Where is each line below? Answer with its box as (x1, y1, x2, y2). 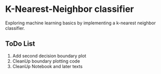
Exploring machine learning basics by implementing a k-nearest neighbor (5, 20, 156, 26)
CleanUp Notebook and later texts (12, 63, 83, 69)
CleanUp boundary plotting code (12, 58, 80, 64)
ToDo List (5, 40, 35, 48)
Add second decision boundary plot (12, 53, 86, 59)
